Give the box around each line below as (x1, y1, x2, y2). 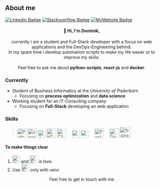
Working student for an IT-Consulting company (12, 98, 107, 104)
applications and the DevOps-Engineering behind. (31, 44, 132, 50)
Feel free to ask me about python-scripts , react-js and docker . (18, 65, 146, 71)
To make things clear (5, 144, 49, 150)
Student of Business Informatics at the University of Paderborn (12, 88, 139, 94)
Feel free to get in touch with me (49, 176, 114, 182)
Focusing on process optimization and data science (19, 93, 125, 99)
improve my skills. (64, 55, 100, 60)
